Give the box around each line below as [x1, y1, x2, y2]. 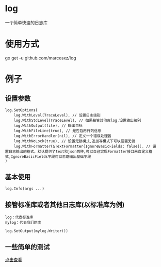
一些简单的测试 [5, 243, 50, 251]
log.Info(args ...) [5, 186, 45, 191]
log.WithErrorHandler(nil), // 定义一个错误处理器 [14, 133, 112, 138]
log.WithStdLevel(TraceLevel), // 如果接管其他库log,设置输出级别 [14, 118, 142, 123]
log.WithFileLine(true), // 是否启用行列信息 [14, 128, 102, 133]
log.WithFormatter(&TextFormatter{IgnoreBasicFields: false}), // [14, 144, 151, 149]
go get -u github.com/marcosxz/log [5, 55, 76, 61]
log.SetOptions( [5, 108, 38, 113]
